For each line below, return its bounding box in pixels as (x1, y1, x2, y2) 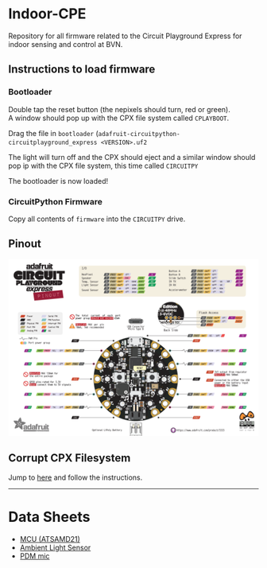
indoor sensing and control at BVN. (8, 39, 123, 49)
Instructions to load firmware (8, 63, 156, 76)
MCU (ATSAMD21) (19, 534, 81, 543)
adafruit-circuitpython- (98, 130, 180, 138)
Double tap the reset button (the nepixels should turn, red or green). (8, 104, 230, 114)
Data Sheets (8, 508, 91, 526)
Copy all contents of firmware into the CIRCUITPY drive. (8, 214, 186, 224)
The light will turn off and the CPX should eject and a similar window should (8, 152, 256, 161)
